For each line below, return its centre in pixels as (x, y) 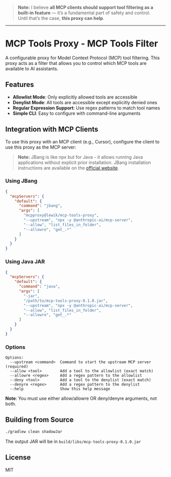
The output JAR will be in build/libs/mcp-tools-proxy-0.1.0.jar (73, 441)
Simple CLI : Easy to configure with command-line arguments (77, 113)
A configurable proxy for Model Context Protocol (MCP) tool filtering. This (83, 58)
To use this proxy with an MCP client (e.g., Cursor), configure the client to (82, 141)
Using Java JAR (25, 261)
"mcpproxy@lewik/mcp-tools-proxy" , (61, 216)
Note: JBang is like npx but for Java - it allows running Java (80, 157)
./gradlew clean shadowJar (34, 432)
